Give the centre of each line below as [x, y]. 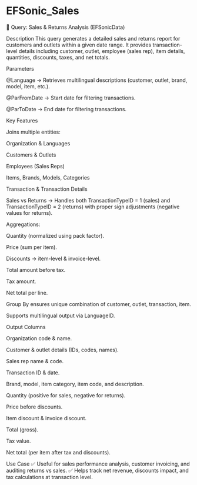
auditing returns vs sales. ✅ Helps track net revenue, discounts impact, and [98, 470]
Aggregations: [23, 224]
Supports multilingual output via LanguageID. [61, 315]
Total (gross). [22, 429]
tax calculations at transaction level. [49, 477]
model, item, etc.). [28, 86]
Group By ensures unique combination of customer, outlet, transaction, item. [98, 304]
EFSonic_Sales [43, 11]
